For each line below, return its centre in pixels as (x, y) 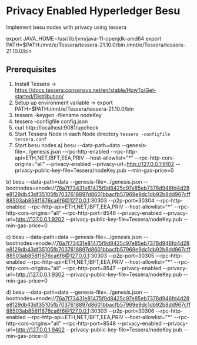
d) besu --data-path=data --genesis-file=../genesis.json (74, 292)
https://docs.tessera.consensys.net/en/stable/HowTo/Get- (86, 90)
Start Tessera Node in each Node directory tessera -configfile (92, 134)
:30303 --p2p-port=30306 (122, 311)
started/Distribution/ (39, 96)
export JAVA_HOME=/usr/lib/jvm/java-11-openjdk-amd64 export (84, 38)
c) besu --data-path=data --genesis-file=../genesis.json (74, 237)
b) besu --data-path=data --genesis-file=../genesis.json (74, 181)
